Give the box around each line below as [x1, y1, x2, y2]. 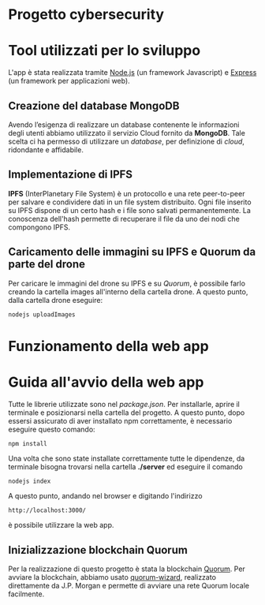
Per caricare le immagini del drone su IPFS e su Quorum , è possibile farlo [8, 278, 246, 288]
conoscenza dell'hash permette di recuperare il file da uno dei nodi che [8, 214, 241, 223]
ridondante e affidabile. [8, 144, 84, 155]
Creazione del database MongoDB [8, 99, 180, 112]
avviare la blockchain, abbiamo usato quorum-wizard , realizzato [8, 573, 217, 582]
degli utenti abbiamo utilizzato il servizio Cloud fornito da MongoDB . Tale [8, 128, 246, 137]
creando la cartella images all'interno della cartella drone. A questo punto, [8, 286, 248, 297]
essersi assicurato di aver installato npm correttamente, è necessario [8, 416, 233, 425]
